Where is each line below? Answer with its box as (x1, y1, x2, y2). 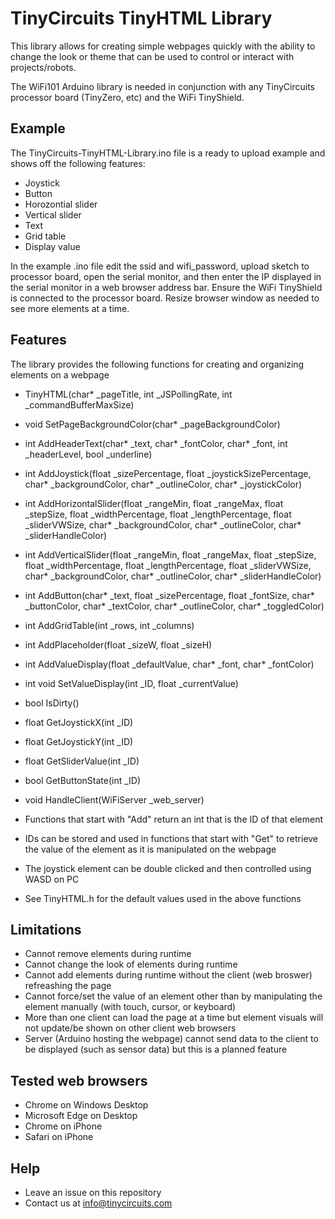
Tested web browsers (10, 1072, 148, 1089)
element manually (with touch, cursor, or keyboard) (24, 1001, 237, 1013)
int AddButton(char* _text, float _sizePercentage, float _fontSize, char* (24, 589, 315, 601)
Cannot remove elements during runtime (24, 948, 192, 960)
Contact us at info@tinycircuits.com (24, 1197, 173, 1209)
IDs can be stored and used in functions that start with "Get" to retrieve (24, 832, 319, 844)
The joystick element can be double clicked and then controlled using (24, 862, 312, 874)
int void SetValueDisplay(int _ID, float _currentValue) (24, 677, 239, 689)
